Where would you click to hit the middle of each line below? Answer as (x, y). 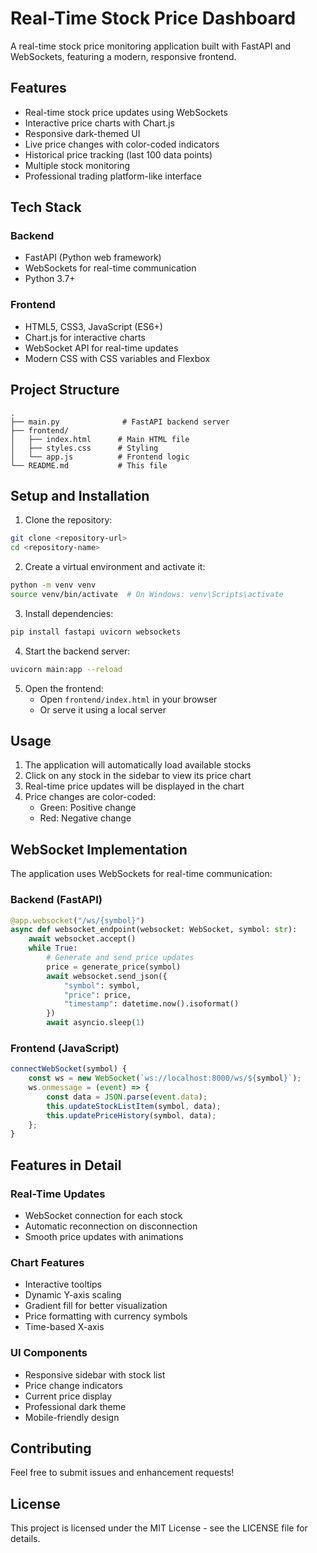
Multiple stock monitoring (77, 165)
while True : (53, 948)
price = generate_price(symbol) (114, 967)
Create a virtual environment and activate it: (115, 567)
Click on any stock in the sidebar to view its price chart (138, 776)
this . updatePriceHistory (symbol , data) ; (131, 1115)
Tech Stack (46, 207)
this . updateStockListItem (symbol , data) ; (134, 1106)
